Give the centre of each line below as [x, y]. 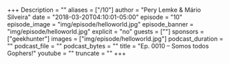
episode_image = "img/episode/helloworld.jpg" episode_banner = [101, 24]
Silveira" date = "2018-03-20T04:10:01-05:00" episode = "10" [95, 17]
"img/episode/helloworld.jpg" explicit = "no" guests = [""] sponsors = [106, 31]
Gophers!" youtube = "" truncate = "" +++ [66, 53]
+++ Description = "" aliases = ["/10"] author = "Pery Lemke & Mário [104, 10]
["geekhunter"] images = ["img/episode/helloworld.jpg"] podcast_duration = [115, 39]
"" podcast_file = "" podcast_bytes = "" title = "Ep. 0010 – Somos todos [108, 46]
